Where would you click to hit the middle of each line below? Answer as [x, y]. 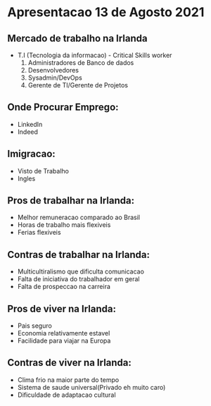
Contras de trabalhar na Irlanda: [78, 254]
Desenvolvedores [53, 70]
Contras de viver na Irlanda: [70, 363]
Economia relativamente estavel [64, 333]
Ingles [26, 178]
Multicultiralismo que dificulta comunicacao [81, 271]
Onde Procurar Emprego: [63, 107]
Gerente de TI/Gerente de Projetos [78, 85]
